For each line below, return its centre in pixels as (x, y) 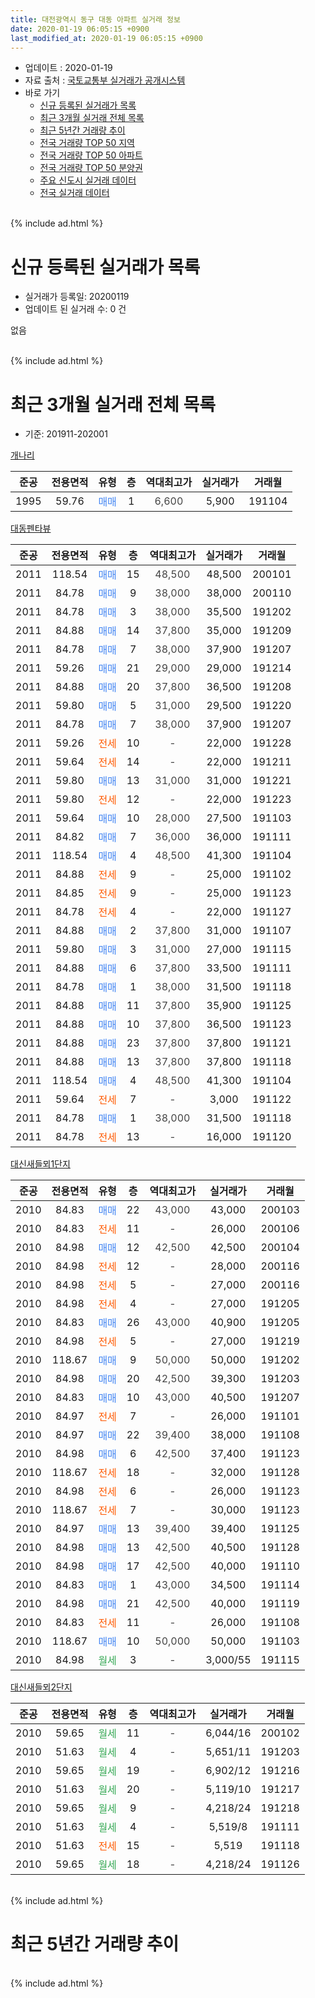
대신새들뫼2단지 (41, 1687)
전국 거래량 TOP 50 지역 (87, 143)
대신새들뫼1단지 (40, 1164)
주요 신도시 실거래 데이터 (88, 180)
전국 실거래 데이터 (74, 193)
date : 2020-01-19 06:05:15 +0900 (80, 29)
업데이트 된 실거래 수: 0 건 (75, 309)
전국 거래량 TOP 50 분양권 (91, 168)
